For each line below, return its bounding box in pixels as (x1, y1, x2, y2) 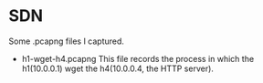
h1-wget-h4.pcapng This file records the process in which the (21, 53, 255, 64)
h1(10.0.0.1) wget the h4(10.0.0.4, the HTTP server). (21, 63, 214, 74)
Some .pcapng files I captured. (8, 36, 125, 47)
